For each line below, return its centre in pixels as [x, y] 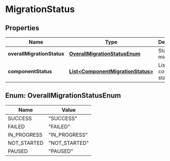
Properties [22, 28]
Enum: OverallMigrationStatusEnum [63, 96]
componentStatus [30, 71]
